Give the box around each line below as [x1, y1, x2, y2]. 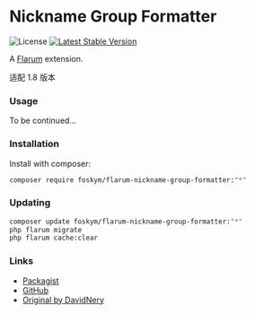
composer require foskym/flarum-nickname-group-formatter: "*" [9, 175, 247, 185]
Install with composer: [9, 158, 92, 169]
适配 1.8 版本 [9, 72, 56, 83]
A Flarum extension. [9, 53, 84, 64]
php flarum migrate [9, 225, 83, 234]
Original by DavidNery [22, 294, 105, 305]
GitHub [22, 284, 49, 295]
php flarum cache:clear [9, 233, 99, 243]
